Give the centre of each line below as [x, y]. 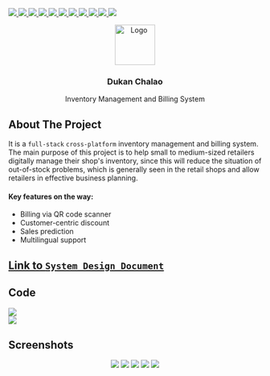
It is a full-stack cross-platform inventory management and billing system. [133, 144]
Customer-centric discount [65, 223]
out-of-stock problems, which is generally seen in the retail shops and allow [134, 170]
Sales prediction [47, 231]
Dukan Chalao [135, 81]
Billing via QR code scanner [65, 214]
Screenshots [41, 345]
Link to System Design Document [86, 265]
